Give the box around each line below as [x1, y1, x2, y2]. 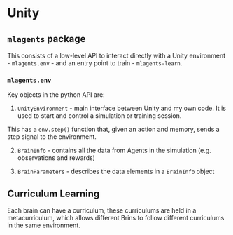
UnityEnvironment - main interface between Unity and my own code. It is [17, 104, 226, 113]
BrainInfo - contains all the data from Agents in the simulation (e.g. [17, 146, 211, 155]
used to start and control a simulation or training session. [17, 112, 182, 120]
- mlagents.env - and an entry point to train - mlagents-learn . [7, 59, 183, 67]
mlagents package [7, 33, 86, 45]
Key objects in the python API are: [7, 90, 105, 99]
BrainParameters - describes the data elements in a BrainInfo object [17, 167, 215, 176]
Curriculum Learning [7, 187, 100, 199]
